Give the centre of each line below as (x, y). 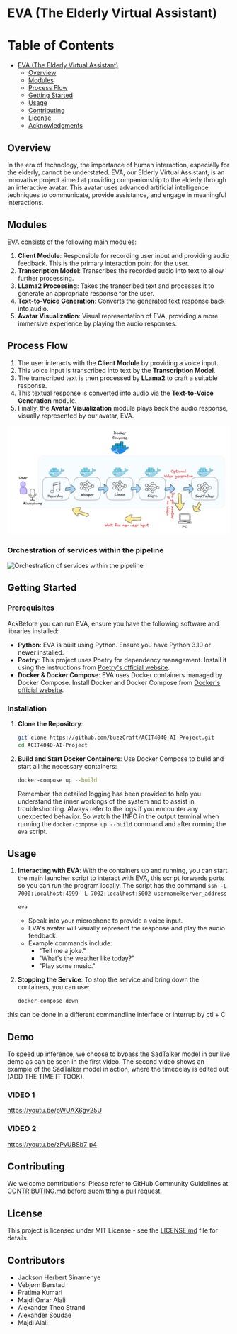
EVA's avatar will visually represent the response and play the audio (126, 928)
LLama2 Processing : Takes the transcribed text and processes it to (116, 286)
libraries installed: (33, 631)
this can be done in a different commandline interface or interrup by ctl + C (117, 1015)
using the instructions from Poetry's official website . (94, 667)
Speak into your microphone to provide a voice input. (105, 921)
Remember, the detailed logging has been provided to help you (109, 794)
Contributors (36, 1260)
